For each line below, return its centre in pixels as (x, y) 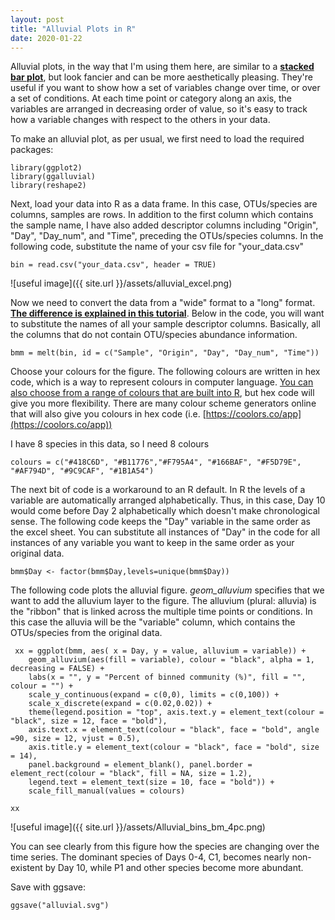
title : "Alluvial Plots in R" (73, 29)
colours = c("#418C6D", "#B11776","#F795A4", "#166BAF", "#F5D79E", (156, 462)
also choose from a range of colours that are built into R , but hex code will (162, 393)
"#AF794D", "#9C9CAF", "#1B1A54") (82, 471)
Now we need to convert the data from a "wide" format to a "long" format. (163, 303)
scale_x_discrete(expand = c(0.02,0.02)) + (120, 704)
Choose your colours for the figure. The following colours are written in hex (165, 372)
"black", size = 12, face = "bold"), (89, 721)
